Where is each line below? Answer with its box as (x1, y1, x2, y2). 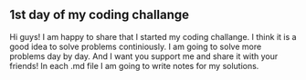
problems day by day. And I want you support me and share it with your (9, 50, 279, 62)
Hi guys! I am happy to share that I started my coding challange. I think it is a (9, 31, 297, 42)
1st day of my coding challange (9, 7, 190, 23)
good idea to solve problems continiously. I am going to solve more (9, 41, 262, 52)
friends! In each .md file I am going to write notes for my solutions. (9, 60, 259, 71)
